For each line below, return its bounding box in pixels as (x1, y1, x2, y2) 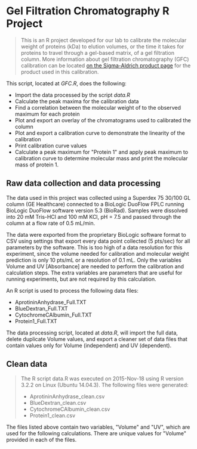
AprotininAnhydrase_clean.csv (29, 392, 105, 400)
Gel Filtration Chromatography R (6, 4, 170, 18)
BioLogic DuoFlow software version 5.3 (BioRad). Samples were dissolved (6, 207, 188, 214)
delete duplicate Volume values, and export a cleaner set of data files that (6, 335, 188, 342)
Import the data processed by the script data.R (14, 91, 130, 98)
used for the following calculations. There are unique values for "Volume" (6, 429, 187, 436)
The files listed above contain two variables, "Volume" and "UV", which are (6, 423, 190, 431)
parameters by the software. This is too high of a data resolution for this (6, 243, 183, 251)
